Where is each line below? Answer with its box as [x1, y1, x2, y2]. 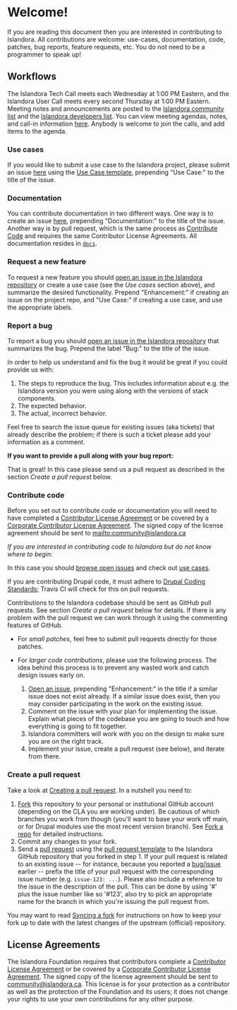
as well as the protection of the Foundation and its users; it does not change [7, 987, 228, 996]
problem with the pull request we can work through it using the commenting [7, 614, 228, 622]
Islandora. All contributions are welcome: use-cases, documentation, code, [7, 35, 226, 43]
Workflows [7, 71, 56, 83]
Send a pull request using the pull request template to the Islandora [17, 845, 213, 853]
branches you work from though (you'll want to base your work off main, [17, 814, 229, 823]
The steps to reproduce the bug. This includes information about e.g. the [17, 379, 229, 387]
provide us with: [7, 365, 54, 374]
